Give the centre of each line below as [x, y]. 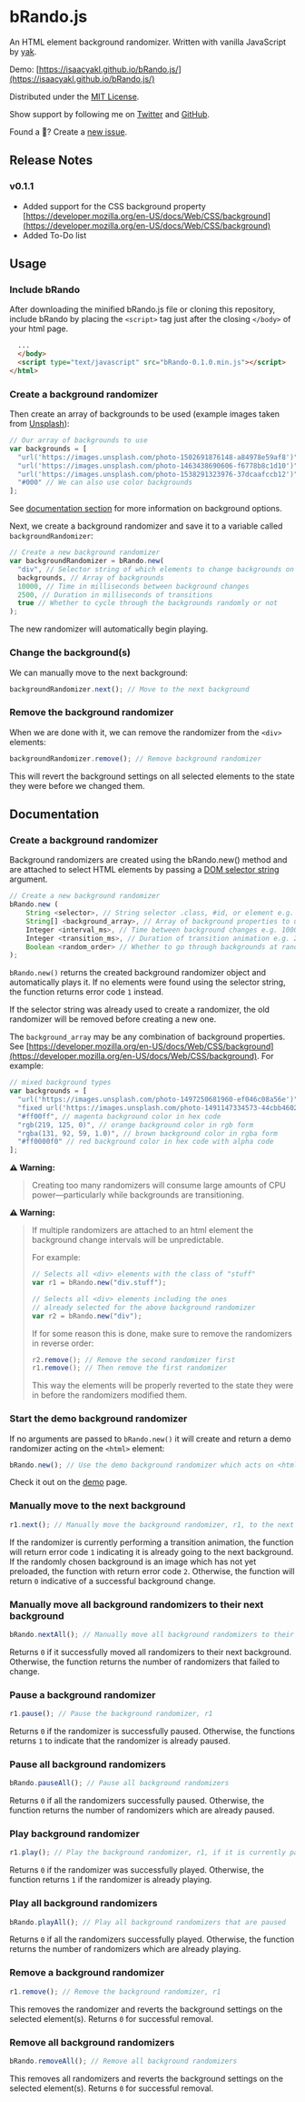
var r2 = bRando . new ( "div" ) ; [87, 1316]
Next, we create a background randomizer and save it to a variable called [146, 526]
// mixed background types [60, 1083]
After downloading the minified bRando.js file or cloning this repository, [143, 309]
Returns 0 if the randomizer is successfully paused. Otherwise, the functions [152, 1731]
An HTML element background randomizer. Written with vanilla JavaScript [148, 42]
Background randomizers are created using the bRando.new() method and [148, 860]
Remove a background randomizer [87, 1973]
